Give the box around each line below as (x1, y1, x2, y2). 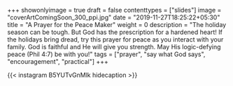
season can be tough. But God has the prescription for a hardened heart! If (7, 28, 223, 36)
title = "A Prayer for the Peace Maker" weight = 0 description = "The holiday (7, 21, 227, 28)
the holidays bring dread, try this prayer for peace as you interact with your (7, 35, 224, 44)
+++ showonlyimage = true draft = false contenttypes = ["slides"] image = (7, 6, 222, 14)
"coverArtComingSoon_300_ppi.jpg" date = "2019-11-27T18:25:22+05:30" (7, 13, 220, 21)
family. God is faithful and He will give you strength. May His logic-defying (7, 43, 221, 51)
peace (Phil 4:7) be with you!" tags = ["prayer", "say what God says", (7, 50, 206, 58)
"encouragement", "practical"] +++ (7, 58, 108, 65)
